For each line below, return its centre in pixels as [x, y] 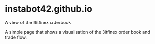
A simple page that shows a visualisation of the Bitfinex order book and [77, 32]
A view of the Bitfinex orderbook [38, 22]
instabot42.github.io [49, 9]
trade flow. [16, 37]
